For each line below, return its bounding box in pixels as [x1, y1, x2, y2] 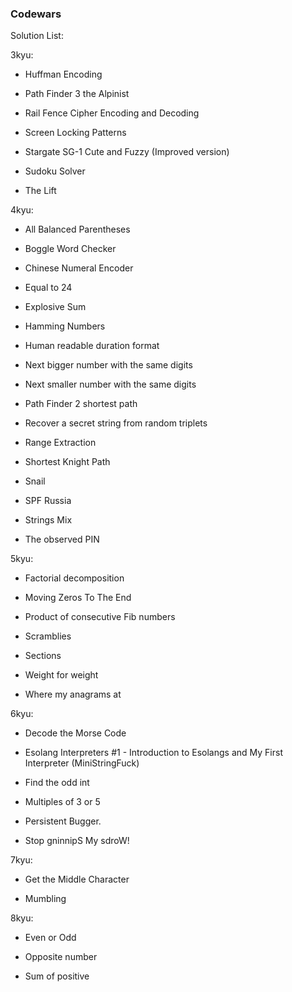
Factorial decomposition [24, 572, 125, 584]
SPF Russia [24, 495, 72, 507]
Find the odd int [24, 777, 90, 789]
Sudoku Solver [24, 165, 86, 177]
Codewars [10, 7, 62, 21]
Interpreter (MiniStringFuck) [24, 757, 140, 769]
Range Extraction [24, 437, 97, 449]
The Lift [24, 185, 57, 197]
